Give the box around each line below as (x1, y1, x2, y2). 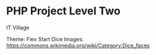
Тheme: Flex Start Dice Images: (6, 35, 84, 42)
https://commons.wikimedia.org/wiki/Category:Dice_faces (6, 42, 150, 49)
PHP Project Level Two (6, 4, 121, 18)
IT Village (6, 24, 30, 31)
